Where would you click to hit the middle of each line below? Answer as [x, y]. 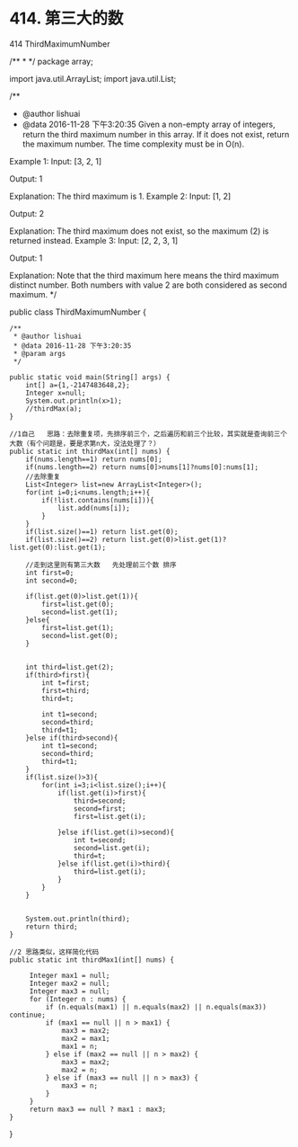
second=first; [100, 809]
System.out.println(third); [78, 919]
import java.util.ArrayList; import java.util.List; [93, 78]
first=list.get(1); [78, 627]
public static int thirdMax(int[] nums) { [90, 451]
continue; [28, 1015]
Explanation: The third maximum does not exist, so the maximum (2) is [139, 231]
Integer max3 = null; [70, 991]
